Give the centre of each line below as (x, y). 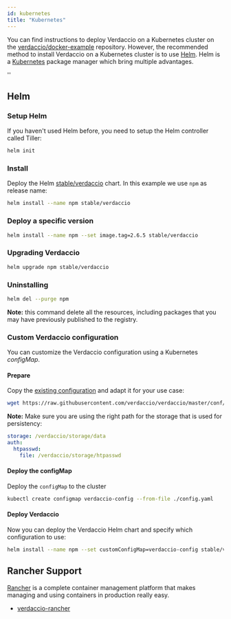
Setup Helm (27, 116)
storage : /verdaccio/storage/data (57, 436)
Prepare (19, 375)
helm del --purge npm (38, 299)
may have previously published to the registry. (73, 319)
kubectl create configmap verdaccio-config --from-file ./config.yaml (110, 499)
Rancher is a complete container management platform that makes (101, 587)
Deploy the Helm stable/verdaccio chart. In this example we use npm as (107, 184)
